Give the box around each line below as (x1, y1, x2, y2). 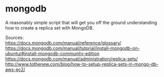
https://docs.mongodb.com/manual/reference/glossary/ (5, 39, 122, 45)
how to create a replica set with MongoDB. (5, 24, 94, 30)
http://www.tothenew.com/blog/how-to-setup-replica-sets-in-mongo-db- (5, 61, 159, 67)
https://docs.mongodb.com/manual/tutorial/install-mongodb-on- (5, 45, 140, 51)
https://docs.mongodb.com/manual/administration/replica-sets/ (5, 55, 138, 61)
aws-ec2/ (5, 66, 25, 72)
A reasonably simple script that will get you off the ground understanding (5, 19, 157, 25)
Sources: (5, 34, 24, 40)
